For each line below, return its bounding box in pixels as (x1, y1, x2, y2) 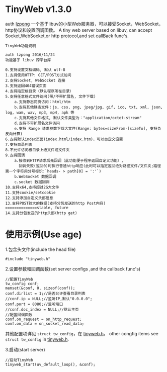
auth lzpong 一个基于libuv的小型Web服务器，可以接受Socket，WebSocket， (5, 21, 163, 27)
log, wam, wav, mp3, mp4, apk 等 (5, 110, 74, 115)
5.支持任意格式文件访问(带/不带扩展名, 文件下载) (5, 94, 96, 99)
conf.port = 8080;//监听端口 (5, 302, 63, 307)
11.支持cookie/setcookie (5, 190, 56, 195)
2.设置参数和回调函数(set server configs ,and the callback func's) (5, 265, 141, 272)
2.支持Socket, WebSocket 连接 (5, 78, 65, 83)
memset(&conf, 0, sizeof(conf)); (5, 286, 75, 291)
